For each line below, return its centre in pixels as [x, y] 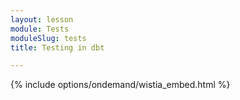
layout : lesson [42, 19]
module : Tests [40, 29]
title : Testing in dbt [57, 47]
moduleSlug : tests [48, 38]
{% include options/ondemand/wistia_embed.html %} [120, 85]
